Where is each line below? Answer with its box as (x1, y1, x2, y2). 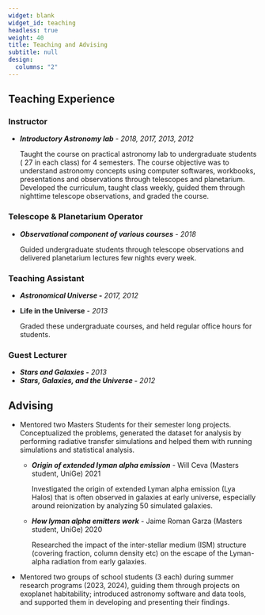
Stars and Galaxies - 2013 (19, 367, 107, 377)
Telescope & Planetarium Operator (8, 211, 144, 222)
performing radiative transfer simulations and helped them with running (19, 437, 252, 446)
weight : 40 (8, 33, 44, 42)
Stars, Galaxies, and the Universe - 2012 (19, 376, 156, 385)
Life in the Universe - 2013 (19, 306, 108, 316)
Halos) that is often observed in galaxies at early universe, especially (31, 492, 256, 503)
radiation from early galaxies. (51, 557, 147, 567)
